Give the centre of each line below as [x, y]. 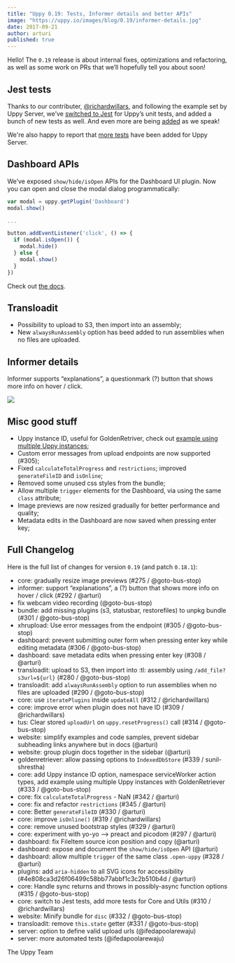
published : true [31, 40]
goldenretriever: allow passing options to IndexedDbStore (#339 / [111, 759]
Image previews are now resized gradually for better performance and [119, 505]
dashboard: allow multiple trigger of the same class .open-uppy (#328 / [121, 856]
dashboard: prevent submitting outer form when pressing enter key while [122, 640]
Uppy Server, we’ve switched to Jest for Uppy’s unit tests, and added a [109, 114]
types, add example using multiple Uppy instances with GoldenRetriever [121, 782]
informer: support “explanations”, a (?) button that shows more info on [118, 587]
